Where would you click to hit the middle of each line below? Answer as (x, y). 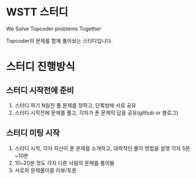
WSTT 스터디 (37, 12)
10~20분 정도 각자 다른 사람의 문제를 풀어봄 (64, 163)
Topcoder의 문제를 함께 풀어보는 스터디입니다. (59, 40)
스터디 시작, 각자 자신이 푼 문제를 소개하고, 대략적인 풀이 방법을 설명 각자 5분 (102, 148)
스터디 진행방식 (41, 67)
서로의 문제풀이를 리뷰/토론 (46, 170)
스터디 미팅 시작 (33, 133)
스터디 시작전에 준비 (40, 90)
